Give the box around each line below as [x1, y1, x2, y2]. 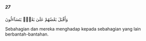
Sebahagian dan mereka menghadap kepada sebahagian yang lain [5, 26, 141, 32]
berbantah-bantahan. [5, 31, 49, 37]
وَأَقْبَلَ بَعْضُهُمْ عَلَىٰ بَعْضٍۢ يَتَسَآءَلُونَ [5, 16, 68, 22]
